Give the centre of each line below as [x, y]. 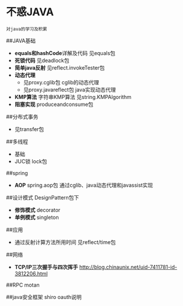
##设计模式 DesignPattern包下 [43, 197]
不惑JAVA [30, 12]
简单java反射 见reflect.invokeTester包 [60, 67]
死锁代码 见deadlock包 [42, 60]
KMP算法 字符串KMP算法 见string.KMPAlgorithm [73, 97]
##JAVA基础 [21, 40]
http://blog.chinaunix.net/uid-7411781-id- [128, 267]
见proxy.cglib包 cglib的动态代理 [61, 82]
